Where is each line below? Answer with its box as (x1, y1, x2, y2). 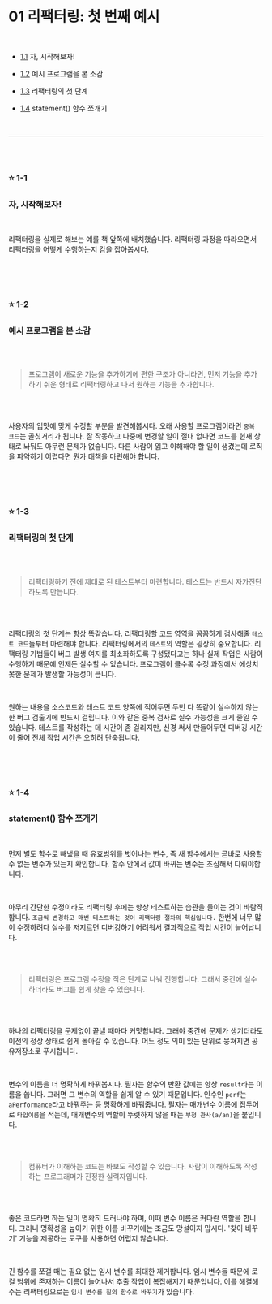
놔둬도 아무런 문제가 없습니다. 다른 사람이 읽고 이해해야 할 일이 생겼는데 (23, 442, 249, 451)
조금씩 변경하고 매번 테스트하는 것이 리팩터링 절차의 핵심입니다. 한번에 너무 (32, 912, 253, 922)
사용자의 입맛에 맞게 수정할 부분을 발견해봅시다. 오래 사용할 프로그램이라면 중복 (8, 421, 255, 431)
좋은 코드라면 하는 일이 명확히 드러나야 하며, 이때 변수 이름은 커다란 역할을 (8, 1213, 241, 1223)
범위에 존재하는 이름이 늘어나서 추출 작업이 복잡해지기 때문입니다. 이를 (16, 1276, 237, 1286)
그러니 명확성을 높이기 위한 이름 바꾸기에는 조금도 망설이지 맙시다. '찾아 (19, 1223, 244, 1233)
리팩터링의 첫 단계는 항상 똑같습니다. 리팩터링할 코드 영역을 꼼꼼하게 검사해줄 (8, 628, 251, 638)
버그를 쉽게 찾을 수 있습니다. (56, 984, 146, 994)
